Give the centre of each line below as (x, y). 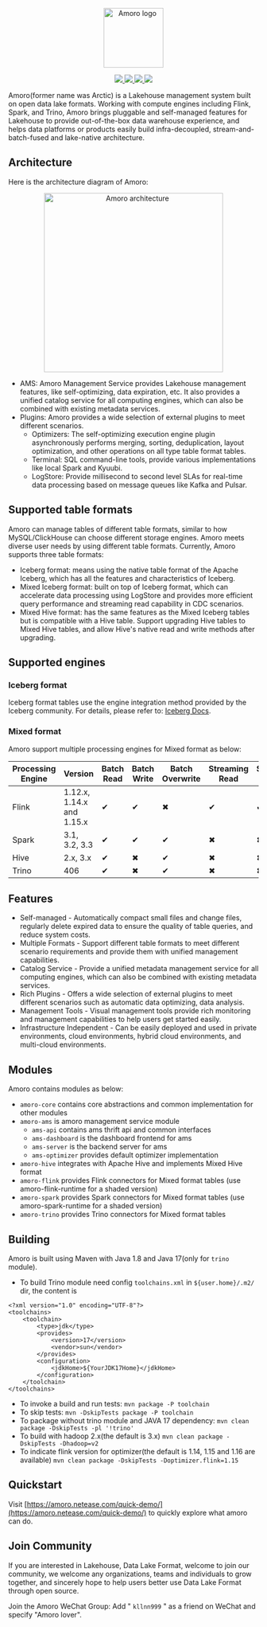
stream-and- (233, 129)
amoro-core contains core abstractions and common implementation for (136, 1104)
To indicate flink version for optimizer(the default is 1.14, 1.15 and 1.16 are (137, 1452)
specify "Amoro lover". (45, 1614)
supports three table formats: (56, 554)
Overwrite (181, 778)
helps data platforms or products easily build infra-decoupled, (110, 129)
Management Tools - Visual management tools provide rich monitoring (135, 1011)
